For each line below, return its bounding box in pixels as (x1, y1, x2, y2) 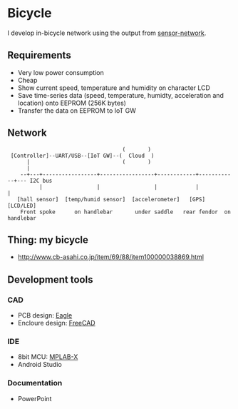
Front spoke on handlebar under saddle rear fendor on (20, 208, 232, 216)
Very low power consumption (17, 68, 105, 76)
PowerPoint (17, 394, 52, 403)
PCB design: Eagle (17, 311, 73, 320)
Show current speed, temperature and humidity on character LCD (17, 84, 210, 92)
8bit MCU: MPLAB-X (17, 353, 78, 361)
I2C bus (29, 177, 53, 184)
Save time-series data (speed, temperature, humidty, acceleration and (17, 91, 224, 99)
